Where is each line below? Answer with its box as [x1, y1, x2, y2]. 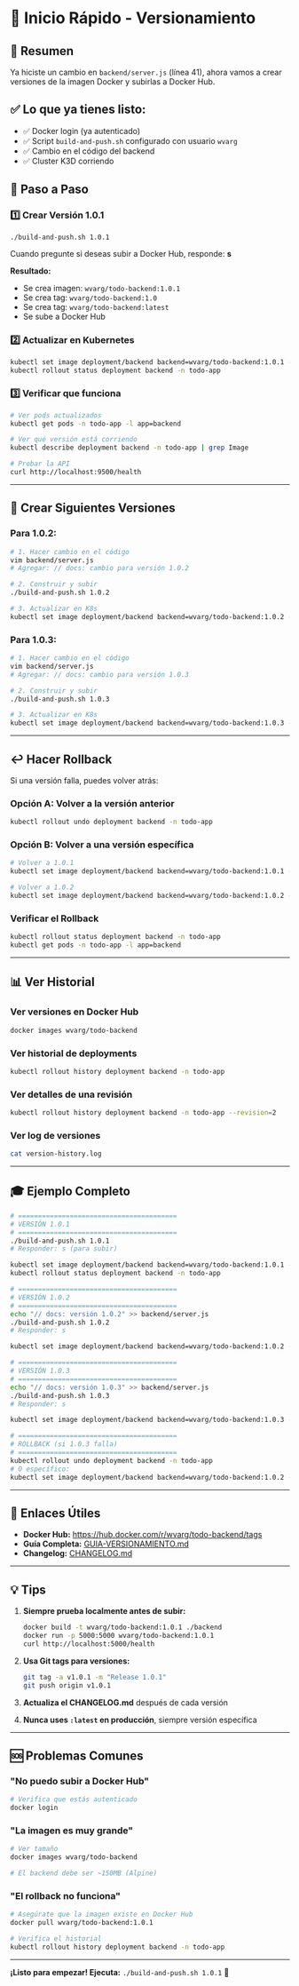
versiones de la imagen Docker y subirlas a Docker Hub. [10, 76, 216, 87]
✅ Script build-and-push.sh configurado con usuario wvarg [22, 135, 238, 146]
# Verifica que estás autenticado [10, 1795, 138, 1804]
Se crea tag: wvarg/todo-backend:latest [22, 302, 169, 313]
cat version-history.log [10, 1149, 102, 1158]
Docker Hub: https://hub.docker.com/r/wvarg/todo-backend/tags [22, 1529, 263, 1540]
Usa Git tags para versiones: [22, 1656, 130, 1666]
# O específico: [10, 1465, 70, 1474]
